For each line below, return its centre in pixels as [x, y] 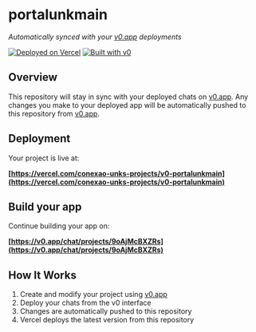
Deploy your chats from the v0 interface [85, 303]
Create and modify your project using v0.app [93, 294]
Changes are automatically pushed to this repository [106, 311]
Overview [33, 77]
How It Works [43, 275]
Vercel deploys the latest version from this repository [107, 320]
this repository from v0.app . [54, 113]
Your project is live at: [44, 158]
